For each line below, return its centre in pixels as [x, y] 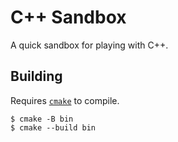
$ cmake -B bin [42, 119]
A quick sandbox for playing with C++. [89, 45]
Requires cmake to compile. [65, 100]
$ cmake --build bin [53, 127]
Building [36, 76]
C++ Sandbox [68, 17]
